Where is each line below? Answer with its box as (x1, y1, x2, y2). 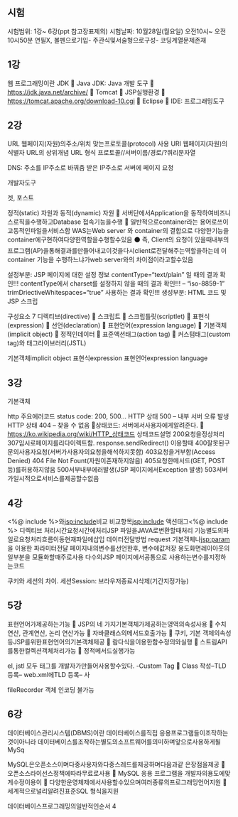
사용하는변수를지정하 (168, 553, 227, 561)
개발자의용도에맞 (184, 769, 231, 777)
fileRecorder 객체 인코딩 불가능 (7, 685, 94, 694)
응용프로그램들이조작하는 (159, 728, 229, 737)
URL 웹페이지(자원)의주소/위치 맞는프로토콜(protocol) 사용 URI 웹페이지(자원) (7, 139, 222, 148)
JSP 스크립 (7, 297, 38, 305)
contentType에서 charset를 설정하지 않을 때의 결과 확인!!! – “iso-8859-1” (20, 279, 225, 288)
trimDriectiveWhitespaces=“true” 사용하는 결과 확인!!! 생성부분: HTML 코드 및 (7, 288, 227, 297)
